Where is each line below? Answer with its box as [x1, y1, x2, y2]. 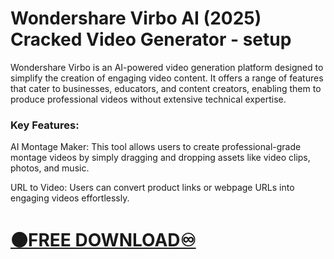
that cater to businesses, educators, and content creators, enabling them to [10, 82, 322, 94]
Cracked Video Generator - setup [10, 28, 292, 51]
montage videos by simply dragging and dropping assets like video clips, [10, 152, 311, 164]
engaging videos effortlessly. [10, 192, 130, 204]
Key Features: [10, 118, 80, 132]
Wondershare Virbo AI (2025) [10, 7, 262, 30]
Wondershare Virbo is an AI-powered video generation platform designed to [10, 61, 324, 73]
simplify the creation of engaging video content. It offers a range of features [10, 72, 324, 84]
